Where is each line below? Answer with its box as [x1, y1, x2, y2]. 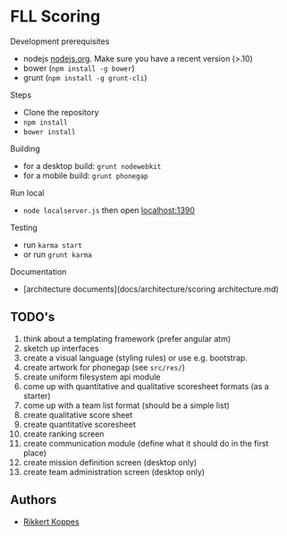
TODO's [10, 310, 55, 325]
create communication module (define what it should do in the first [22, 438, 269, 448]
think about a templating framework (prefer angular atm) [22, 333, 232, 344]
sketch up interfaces [22, 343, 99, 353]
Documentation [10, 266, 67, 277]
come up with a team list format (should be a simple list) [22, 400, 231, 411]
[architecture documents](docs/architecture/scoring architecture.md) [22, 284, 280, 294]
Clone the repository [22, 106, 99, 117]
